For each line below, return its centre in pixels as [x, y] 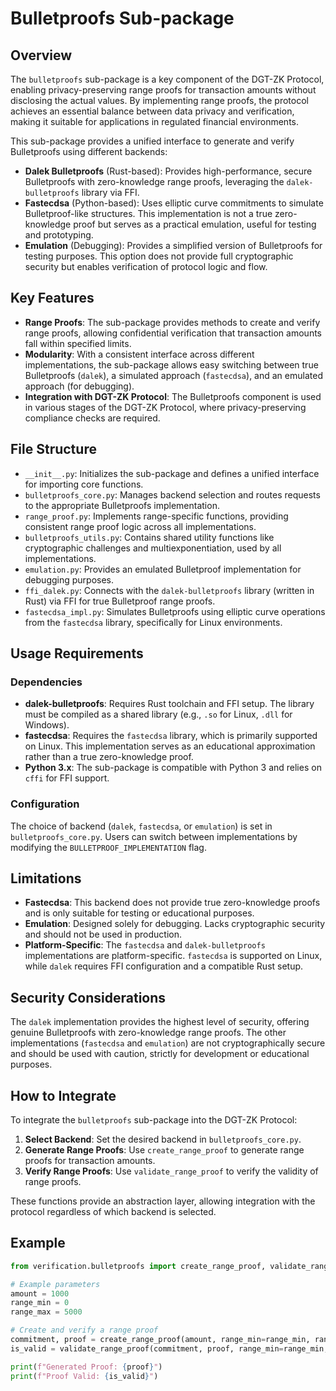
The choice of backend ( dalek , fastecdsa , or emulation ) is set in [141, 826]
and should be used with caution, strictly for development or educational [160, 1054]
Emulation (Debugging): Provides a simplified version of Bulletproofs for [173, 245]
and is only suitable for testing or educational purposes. [139, 913]
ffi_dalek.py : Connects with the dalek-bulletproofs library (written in [169, 590]
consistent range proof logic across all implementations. [140, 526]
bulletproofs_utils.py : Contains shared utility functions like [149, 537]
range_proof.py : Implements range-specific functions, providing [156, 516]
